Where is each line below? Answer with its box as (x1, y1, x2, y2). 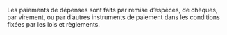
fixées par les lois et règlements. (7, 21, 101, 28)
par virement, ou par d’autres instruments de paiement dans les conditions (7, 13, 220, 21)
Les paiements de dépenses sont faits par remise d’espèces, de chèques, (7, 6, 218, 14)
